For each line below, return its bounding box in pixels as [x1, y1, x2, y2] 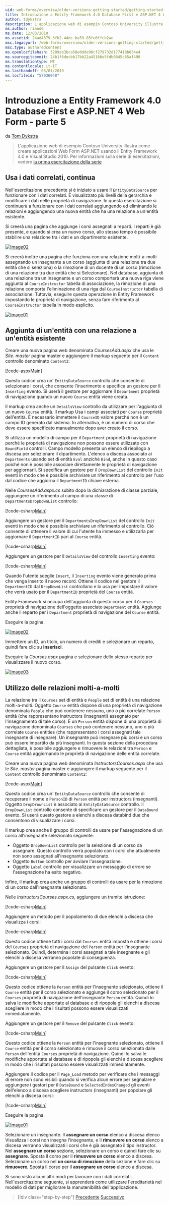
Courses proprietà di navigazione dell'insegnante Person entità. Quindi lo [5, 995, 154, 1001]
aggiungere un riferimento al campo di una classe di [5, 493, 113, 499]
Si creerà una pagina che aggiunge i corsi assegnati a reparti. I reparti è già [5, 223, 161, 229]
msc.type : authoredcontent [5, 45, 62, 50]
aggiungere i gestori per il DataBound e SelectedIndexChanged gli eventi [5, 1082, 150, 1088]
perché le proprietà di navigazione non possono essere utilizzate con [5, 440, 148, 446]
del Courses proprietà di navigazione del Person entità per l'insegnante [5, 944, 150, 950]
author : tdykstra [5, 17, 42, 22]
